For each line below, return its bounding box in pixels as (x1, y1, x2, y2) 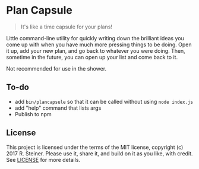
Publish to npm (14, 110, 52, 117)
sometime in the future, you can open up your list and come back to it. (6, 53, 178, 60)
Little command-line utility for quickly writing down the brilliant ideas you (6, 34, 184, 42)
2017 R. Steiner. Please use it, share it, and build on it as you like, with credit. (6, 149, 193, 157)
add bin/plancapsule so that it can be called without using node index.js (14, 98, 194, 105)
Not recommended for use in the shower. (6, 65, 107, 72)
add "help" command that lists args (14, 104, 102, 111)
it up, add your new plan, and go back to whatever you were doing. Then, (6, 47, 185, 54)
